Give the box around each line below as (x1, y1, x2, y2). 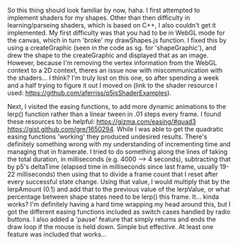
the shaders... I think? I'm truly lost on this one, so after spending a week (7, 74, 220, 82)
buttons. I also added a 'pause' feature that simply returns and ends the (7, 215, 216, 223)
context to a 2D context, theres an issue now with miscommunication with (7, 66, 223, 74)
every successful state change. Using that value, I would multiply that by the (7, 178, 230, 186)
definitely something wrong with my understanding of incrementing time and (7, 140, 231, 148)
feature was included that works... (7, 230, 107, 238)
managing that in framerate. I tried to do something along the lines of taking (7, 148, 228, 156)
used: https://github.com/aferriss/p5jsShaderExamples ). (7, 88, 172, 97)
